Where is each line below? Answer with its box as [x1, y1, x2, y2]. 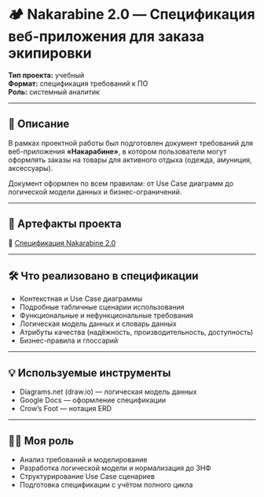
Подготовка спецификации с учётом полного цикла [19, 480, 193, 489]
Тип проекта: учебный [8, 70, 85, 80]
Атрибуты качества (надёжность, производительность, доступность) [19, 328, 254, 337]
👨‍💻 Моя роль [8, 434, 75, 447]
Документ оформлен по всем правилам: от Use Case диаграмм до [8, 178, 234, 188]
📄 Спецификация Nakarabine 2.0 [8, 238, 116, 247]
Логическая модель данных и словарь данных [19, 319, 177, 328]
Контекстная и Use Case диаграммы [19, 294, 143, 303]
